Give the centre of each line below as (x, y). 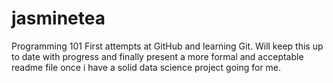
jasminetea (58, 18)
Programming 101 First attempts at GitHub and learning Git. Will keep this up (167, 46)
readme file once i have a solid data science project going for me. (146, 67)
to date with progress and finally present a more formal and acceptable (157, 56)
